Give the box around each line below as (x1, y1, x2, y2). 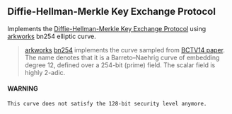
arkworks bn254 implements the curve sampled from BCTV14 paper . (24, 45, 225, 54)
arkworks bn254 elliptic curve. (7, 32, 97, 40)
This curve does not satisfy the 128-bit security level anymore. (7, 101, 207, 108)
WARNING (7, 84, 38, 93)
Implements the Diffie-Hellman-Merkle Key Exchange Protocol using (7, 24, 207, 33)
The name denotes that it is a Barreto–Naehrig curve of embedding (24, 53, 220, 62)
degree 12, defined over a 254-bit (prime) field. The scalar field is (24, 60, 216, 69)
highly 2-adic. (24, 68, 66, 76)
